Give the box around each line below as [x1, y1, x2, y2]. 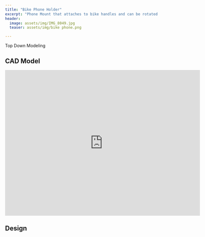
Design [5, 224, 27, 233]
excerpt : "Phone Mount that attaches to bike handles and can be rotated [5, 12, 158, 17]
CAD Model [5, 57, 40, 65]
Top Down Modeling [5, 43, 46, 49]
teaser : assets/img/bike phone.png [9, 25, 82, 30]
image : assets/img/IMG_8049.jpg [9, 20, 75, 26]
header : [5, 16, 21, 21]
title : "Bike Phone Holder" [5, 7, 62, 12]
